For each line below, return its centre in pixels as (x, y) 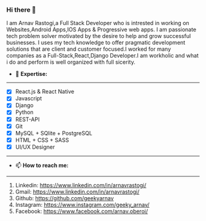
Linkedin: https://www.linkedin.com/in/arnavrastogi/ (81, 185)
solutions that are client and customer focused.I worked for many (89, 49)
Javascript (29, 99)
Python (24, 112)
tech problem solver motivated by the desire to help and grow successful (99, 36)
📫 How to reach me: (42, 165)
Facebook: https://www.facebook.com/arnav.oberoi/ (82, 211)
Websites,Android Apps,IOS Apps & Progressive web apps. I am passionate (101, 29)
